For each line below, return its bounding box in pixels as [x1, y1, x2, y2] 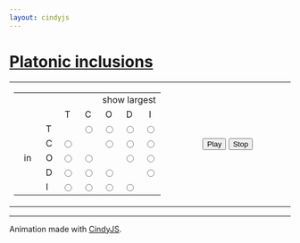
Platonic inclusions [9, 51, 154, 71]
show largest [102, 93, 156, 105]
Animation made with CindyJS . [9, 223, 122, 234]
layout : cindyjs [9, 13, 70, 22]
